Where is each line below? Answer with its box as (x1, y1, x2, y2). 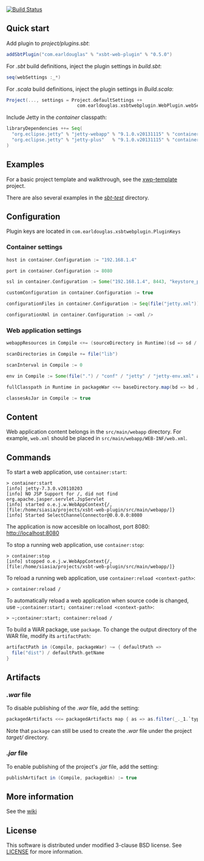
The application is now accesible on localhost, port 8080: (6, 523, 150, 531)
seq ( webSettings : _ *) (6, 74, 61, 80)
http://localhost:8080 (6, 529, 59, 537)
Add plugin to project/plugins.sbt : (6, 40, 90, 47)
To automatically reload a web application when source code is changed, (6, 597, 189, 604)
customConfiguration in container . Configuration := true (6, 290, 154, 296)
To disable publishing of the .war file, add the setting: (6, 704, 140, 712)
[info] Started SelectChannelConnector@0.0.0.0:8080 (6, 512, 143, 518)
